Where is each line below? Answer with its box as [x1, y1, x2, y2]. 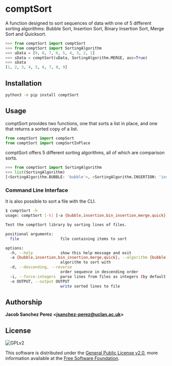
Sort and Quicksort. [5, 31, 47, 37]
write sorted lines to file [60, 283, 120, 289]
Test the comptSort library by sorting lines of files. [5, 222, 127, 228]
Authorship [5, 298, 42, 307]
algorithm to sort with [60, 260, 111, 265]
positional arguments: [5, 231, 54, 236]
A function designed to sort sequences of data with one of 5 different [5, 20, 152, 26]
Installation [5, 79, 42, 88]
